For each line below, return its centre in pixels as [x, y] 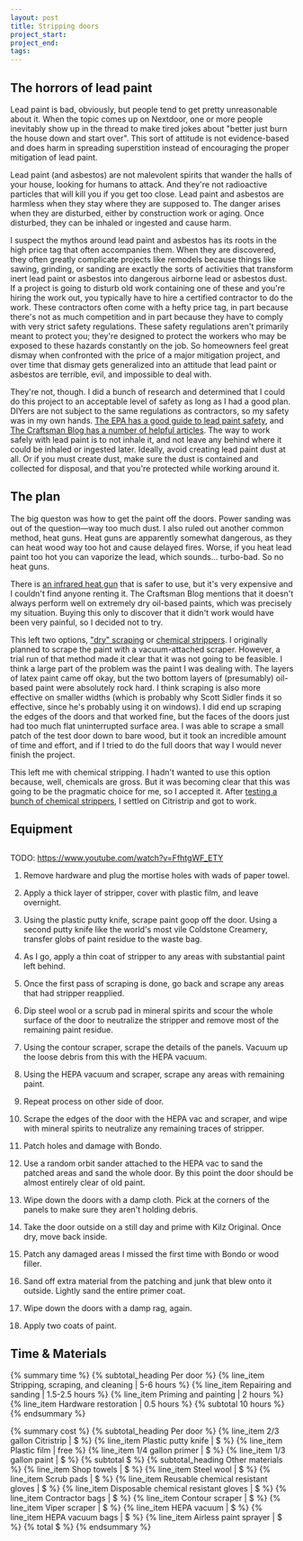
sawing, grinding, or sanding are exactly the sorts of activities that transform [152, 269]
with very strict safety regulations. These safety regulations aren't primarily [149, 326]
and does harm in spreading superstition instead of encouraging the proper [150, 147]
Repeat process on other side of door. [94, 1101]
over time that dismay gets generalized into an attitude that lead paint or [143, 364]
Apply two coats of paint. [70, 1325]
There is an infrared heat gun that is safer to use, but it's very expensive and [151, 583]
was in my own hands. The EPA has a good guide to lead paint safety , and [147, 420]
